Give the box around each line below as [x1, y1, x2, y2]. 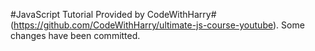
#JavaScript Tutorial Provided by [10, 9, 145, 20]
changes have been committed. [10, 30, 141, 41]
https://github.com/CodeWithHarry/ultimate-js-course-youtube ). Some [13, 19, 305, 31]
